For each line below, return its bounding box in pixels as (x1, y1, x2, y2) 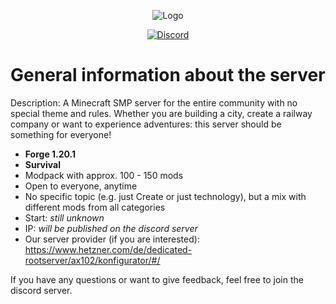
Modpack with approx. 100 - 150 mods (24, 169, 184, 181)
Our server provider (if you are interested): (24, 233, 200, 245)
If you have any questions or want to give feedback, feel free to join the (10, 273, 304, 285)
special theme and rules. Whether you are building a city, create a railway (10, 107, 313, 119)
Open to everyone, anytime (24, 180, 138, 192)
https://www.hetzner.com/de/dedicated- (24, 243, 193, 255)
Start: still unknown (24, 211, 105, 224)
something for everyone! (10, 128, 112, 140)
